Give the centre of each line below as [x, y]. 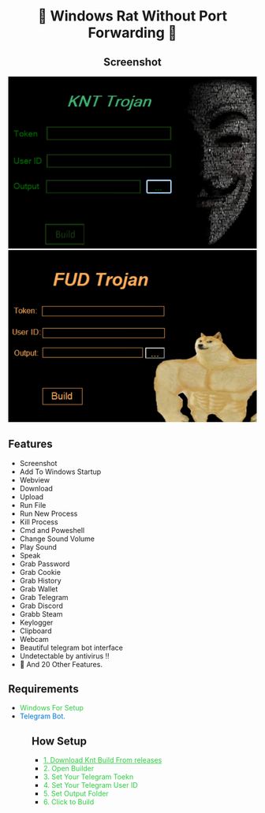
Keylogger [36, 622]
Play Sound [38, 546]
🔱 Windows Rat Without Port [132, 16]
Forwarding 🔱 [132, 33]
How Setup [59, 741]
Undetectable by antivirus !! [64, 656]
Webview [34, 479]
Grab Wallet [39, 589]
